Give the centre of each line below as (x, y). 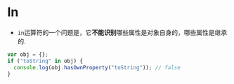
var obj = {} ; (28, 54)
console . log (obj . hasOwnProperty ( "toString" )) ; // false (97, 67)
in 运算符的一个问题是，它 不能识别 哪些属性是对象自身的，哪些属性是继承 (122, 32)
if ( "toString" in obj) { (45, 61)
